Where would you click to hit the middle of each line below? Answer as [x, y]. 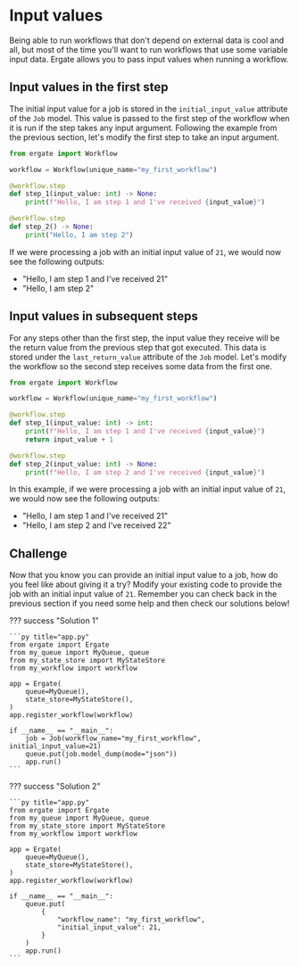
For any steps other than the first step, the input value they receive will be [145, 338]
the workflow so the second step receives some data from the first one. [141, 366]
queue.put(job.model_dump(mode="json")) [101, 755]
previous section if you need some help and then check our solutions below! [149, 604]
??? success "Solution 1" [54, 621]
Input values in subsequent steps [104, 316]
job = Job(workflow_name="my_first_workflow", [113, 739]
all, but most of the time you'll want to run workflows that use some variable [149, 49]
